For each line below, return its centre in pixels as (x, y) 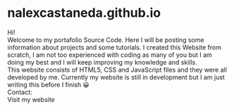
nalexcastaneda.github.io (84, 13)
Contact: (20, 92)
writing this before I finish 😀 (48, 84)
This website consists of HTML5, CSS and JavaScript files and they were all (117, 70)
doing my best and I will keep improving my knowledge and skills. (102, 62)
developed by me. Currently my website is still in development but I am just (116, 77)
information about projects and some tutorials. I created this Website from (115, 47)
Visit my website (31, 99)
